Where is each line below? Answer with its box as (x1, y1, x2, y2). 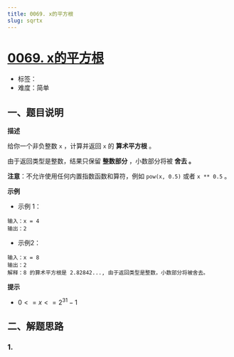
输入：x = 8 (7, 254, 40, 262)
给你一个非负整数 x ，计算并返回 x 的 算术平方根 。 (7, 142, 155, 150)
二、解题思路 (7, 321, 64, 333)
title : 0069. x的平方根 (7, 10, 73, 18)
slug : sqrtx (7, 17, 43, 24)
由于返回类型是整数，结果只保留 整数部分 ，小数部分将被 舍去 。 (7, 157, 196, 166)
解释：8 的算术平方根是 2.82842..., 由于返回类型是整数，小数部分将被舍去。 (7, 270, 209, 277)
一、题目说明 (7, 106, 64, 118)
